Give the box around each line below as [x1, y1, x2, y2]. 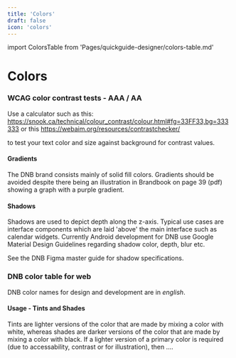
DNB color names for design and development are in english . [7, 288, 186, 296]
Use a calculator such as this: [7, 109, 94, 118]
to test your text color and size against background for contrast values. [7, 138, 215, 146]
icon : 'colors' [7, 23, 53, 31]
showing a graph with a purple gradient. [7, 185, 124, 194]
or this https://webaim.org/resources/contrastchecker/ [20, 124, 181, 133]
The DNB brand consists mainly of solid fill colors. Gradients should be [7, 170, 215, 179]
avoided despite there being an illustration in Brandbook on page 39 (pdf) [7, 178, 222, 187]
